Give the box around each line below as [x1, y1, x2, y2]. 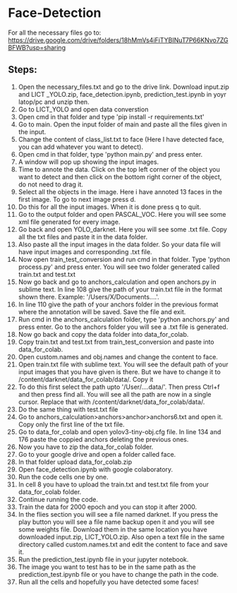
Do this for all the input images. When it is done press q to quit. [18, 203, 202, 211]
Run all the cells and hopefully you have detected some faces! [18, 577, 200, 586]
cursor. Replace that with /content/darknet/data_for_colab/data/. [18, 397, 205, 406]
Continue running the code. [18, 495, 98, 503]
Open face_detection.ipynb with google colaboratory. [18, 465, 174, 474]
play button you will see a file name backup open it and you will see [18, 517, 214, 526]
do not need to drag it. [18, 180, 83, 188]
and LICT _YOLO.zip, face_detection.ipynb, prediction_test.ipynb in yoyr [18, 90, 226, 98]
